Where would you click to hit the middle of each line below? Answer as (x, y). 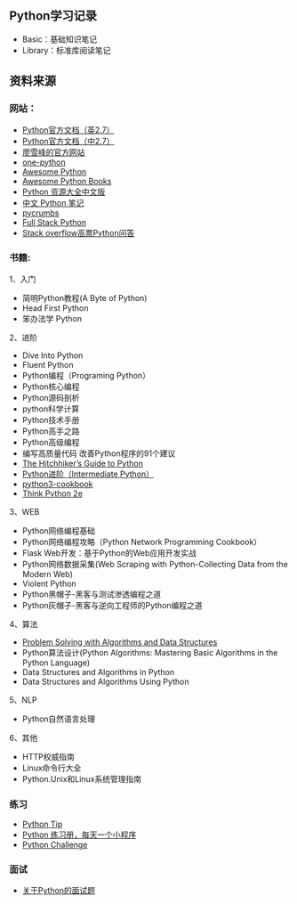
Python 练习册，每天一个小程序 (79, 835)
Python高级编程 (51, 442)
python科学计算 (51, 409)
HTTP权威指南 (48, 756)
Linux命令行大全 (52, 768)
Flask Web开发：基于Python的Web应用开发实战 (109, 553)
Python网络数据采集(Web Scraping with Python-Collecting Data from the (155, 564)
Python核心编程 (51, 387)
